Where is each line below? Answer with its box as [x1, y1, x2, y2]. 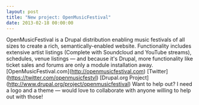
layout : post [6, 8, 39, 15]
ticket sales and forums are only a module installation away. [6, 61, 153, 69]
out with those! [6, 93, 43, 100]
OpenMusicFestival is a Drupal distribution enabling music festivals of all [6, 36, 185, 44]
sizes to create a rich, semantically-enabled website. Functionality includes [6, 42, 192, 50]
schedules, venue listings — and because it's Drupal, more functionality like [6, 55, 194, 63]
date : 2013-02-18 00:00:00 [6, 20, 74, 26]
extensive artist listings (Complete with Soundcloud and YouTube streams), [6, 49, 192, 56]
